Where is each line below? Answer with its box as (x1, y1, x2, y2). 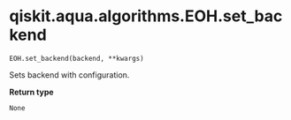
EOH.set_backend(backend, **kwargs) (9, 54, 144, 63)
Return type (9, 86, 55, 97)
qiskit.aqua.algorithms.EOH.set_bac (9, 6, 283, 26)
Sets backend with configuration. (9, 69, 130, 80)
